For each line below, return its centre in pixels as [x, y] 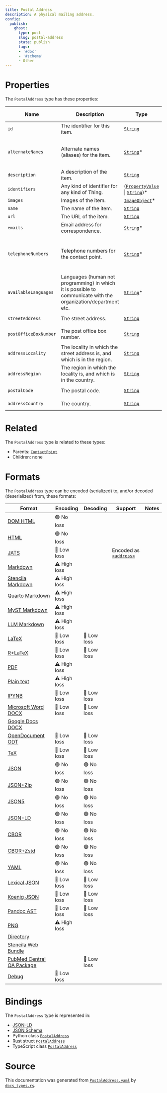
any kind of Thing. [82, 192]
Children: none [28, 457]
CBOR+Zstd [22, 851]
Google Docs [23, 722]
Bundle [16, 951]
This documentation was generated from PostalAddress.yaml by [71, 1080]
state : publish [34, 42]
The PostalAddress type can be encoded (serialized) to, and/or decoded [79, 491]
